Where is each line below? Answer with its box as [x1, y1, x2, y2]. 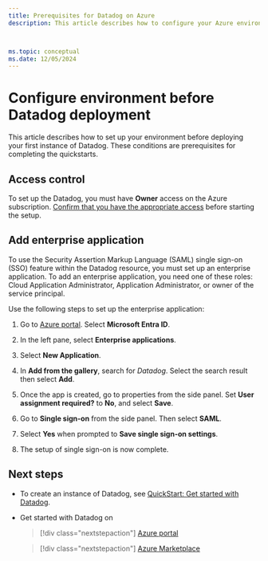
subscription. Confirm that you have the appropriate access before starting [8, 202, 255, 211]
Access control [8, 172, 85, 186]
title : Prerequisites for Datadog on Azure [8, 11, 156, 20]
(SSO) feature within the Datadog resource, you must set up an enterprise [8, 263, 251, 273]
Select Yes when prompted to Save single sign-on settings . [19, 429, 219, 438]
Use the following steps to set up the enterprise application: [8, 304, 205, 313]
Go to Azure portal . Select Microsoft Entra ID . [19, 320, 171, 329]
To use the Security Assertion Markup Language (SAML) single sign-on [8, 254, 243, 264]
